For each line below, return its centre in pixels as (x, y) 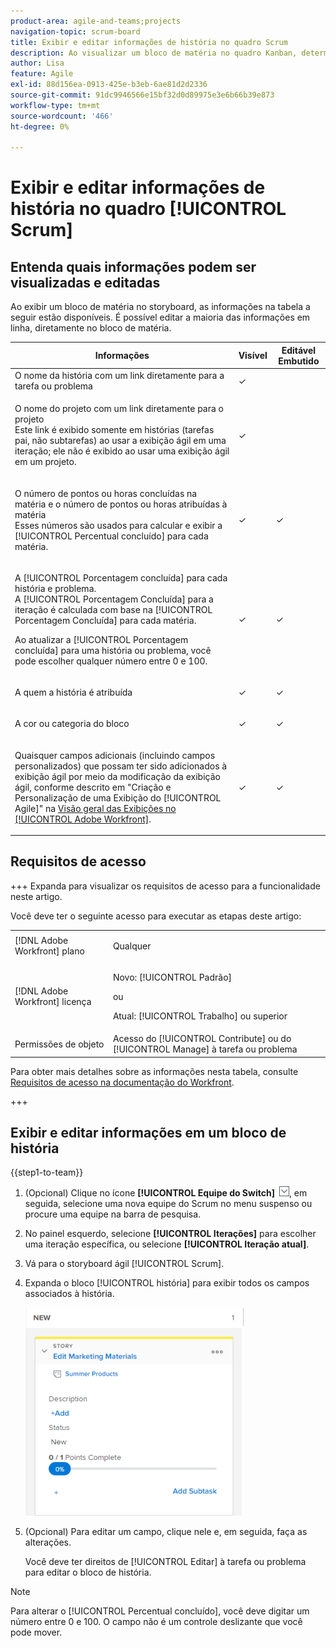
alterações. (48, 1542)
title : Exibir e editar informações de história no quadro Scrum (149, 42)
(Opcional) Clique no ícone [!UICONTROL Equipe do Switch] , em (166, 1193)
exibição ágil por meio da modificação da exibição (117, 776)
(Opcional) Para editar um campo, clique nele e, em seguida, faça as (166, 1532)
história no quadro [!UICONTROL (148, 209)
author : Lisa (37, 63)
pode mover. (36, 1632)
